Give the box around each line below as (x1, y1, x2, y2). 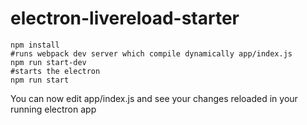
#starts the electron (10, 66, 101, 76)
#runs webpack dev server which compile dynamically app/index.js (10, 48, 293, 59)
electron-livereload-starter (10, 7, 240, 30)
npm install (10, 40, 60, 50)
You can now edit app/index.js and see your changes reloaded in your (10, 92, 298, 104)
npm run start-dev (10, 57, 87, 67)
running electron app (10, 103, 97, 115)
